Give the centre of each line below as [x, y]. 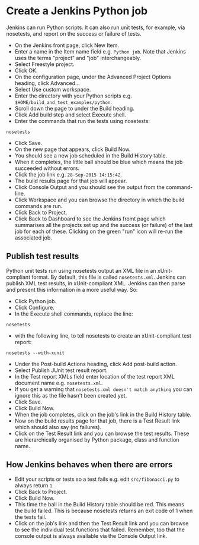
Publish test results [43, 256]
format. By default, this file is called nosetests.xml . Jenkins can [109, 277]
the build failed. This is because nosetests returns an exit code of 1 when [104, 511]
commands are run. [38, 206]
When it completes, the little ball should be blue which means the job [99, 162]
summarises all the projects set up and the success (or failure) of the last [104, 225]
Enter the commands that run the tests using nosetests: [82, 121]
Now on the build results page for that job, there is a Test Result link [97, 421]
